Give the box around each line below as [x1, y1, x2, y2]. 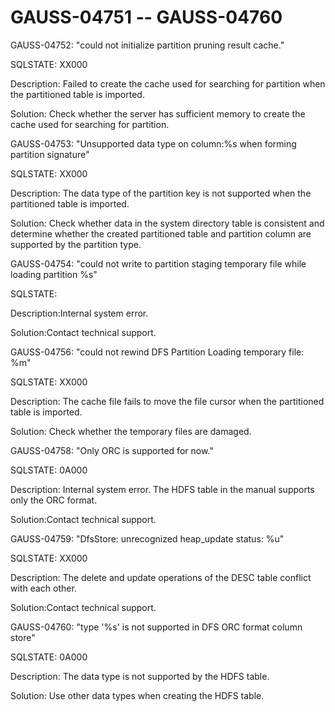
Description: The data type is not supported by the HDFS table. [10, 670, 270, 682]
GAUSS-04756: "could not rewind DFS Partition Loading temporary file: [10, 346, 305, 358]
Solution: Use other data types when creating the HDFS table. [10, 689, 265, 701]
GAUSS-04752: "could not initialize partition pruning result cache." [10, 39, 285, 51]
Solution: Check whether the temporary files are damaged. [10, 425, 252, 437]
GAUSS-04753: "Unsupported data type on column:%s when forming [10, 137, 297, 150]
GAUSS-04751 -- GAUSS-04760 [10, 6, 283, 29]
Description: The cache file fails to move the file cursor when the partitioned [10, 395, 325, 407]
